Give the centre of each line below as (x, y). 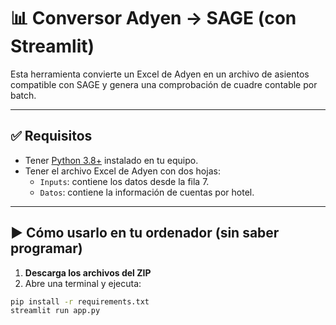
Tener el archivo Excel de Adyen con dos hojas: (122, 171)
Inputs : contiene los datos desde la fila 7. (124, 181)
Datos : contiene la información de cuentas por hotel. (147, 192)
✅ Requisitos (51, 136)
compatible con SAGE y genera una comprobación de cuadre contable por (164, 84)
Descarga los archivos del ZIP (88, 272)
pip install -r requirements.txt (80, 301)
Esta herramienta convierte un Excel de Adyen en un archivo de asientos (160, 74)
